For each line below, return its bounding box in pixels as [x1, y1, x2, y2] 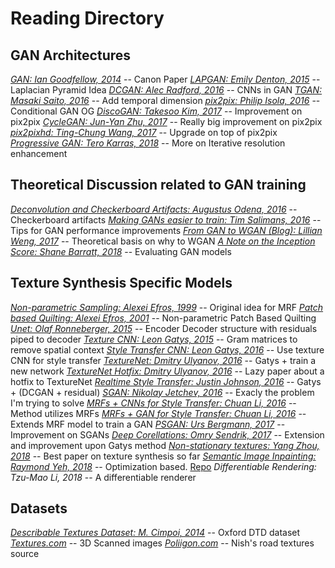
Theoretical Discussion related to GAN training [10, 177, 307, 194]
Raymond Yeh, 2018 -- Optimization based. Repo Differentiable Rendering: [10, 460, 317, 472]
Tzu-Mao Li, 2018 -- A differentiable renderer [10, 471, 197, 483]
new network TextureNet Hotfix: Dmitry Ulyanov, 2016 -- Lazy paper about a [10, 365, 325, 377]
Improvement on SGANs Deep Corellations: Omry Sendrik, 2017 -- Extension [10, 428, 325, 441]
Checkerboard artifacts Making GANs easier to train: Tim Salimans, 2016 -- [10, 213, 322, 226]
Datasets [10, 500, 68, 517]
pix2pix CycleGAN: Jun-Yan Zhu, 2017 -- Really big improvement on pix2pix [10, 116, 323, 127]
